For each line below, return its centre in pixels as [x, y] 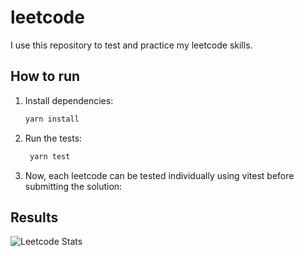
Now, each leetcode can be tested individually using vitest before [159, 175]
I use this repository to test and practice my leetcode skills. [131, 45]
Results [34, 217]
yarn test [50, 156]
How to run [45, 76]
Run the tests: [53, 138]
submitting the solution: [73, 186]
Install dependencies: [69, 100]
